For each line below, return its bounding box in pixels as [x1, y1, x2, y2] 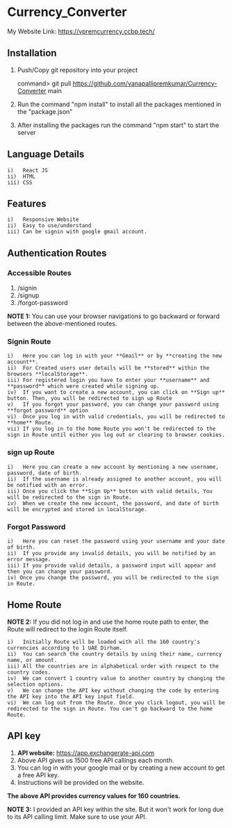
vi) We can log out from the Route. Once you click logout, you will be [7, 699, 226, 706]
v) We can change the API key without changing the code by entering [7, 687, 219, 694]
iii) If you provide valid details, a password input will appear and [7, 562, 216, 569]
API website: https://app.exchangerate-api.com [17, 748, 155, 757]
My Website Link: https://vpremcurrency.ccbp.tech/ [7, 27, 155, 35]
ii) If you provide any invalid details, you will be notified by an [7, 549, 216, 556]
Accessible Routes [7, 268, 72, 278]
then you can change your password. [7, 568, 113, 575]
